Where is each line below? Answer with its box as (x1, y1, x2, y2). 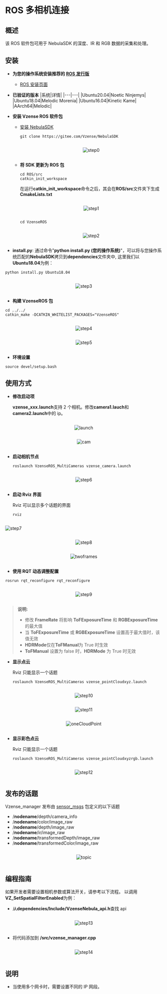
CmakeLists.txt (19, 191, 52, 197)
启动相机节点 (12, 453, 39, 459)
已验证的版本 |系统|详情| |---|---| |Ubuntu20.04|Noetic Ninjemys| (12, 92, 146, 98)
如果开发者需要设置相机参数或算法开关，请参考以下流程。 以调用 (5, 889, 138, 895)
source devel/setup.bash (5, 364, 57, 369)
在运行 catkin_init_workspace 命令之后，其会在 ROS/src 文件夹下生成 (19, 185, 160, 191)
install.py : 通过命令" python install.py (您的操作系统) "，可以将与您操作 (12, 247, 158, 253)
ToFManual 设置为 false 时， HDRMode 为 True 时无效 (24, 648, 136, 654)
